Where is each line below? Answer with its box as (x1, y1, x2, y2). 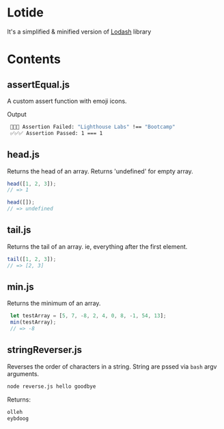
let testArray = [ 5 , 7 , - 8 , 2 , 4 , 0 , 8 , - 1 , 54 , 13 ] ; (10, 312, 167, 319)
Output (7, 110, 27, 118)
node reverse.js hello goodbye (7, 382, 96, 390)
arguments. (7, 369, 40, 378)
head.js (7, 149, 40, 160)
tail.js (7, 224, 31, 236)
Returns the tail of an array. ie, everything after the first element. (7, 242, 188, 251)
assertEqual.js (7, 79, 70, 90)
